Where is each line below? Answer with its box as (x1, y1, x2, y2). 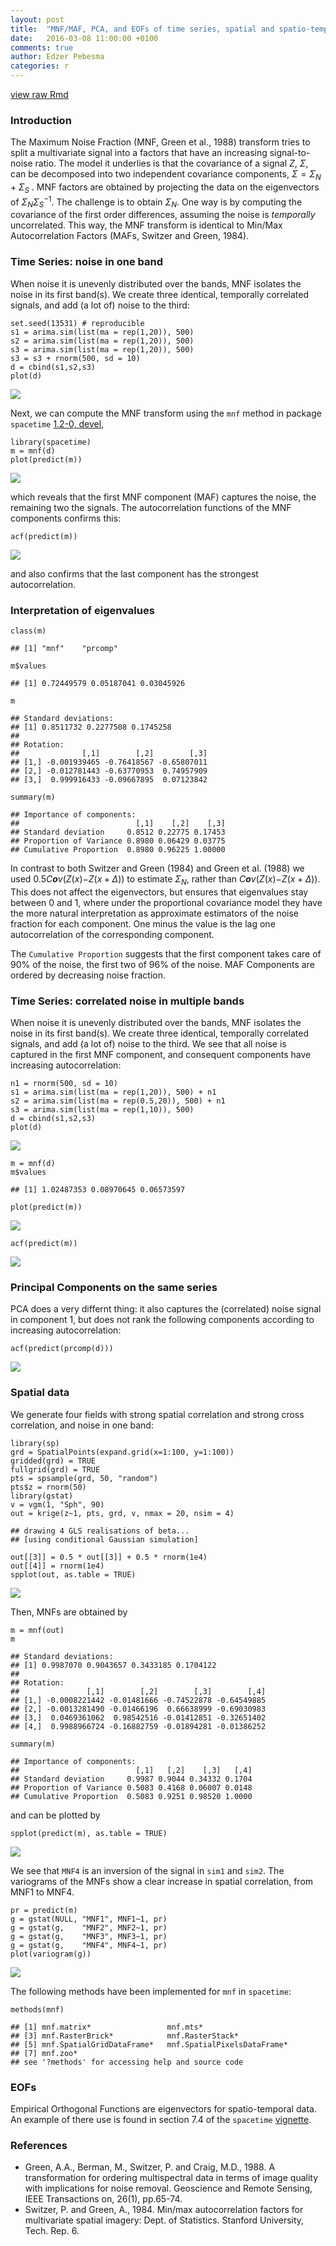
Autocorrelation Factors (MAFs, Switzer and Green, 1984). (10, 230, 250, 242)
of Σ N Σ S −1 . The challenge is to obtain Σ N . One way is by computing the (10, 194, 303, 210)
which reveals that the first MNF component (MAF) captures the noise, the (10, 491, 317, 503)
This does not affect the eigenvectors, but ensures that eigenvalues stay (10, 886, 309, 898)
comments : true (10, 42, 74, 53)
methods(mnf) (10, 2004, 65, 2015)
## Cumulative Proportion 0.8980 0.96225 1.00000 (10, 844, 226, 855)
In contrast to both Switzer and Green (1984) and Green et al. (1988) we (10, 862, 305, 874)
